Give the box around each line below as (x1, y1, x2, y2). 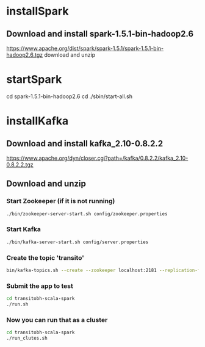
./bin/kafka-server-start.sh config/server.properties (6, 239, 149, 245)
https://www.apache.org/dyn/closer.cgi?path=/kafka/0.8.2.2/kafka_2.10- (6, 154, 189, 162)
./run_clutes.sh (6, 335, 48, 342)
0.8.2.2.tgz (6, 160, 34, 168)
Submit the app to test (6, 282, 73, 290)
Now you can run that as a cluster (6, 315, 108, 324)
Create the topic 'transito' (6, 253, 84, 262)
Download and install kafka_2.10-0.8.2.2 (6, 138, 164, 149)
